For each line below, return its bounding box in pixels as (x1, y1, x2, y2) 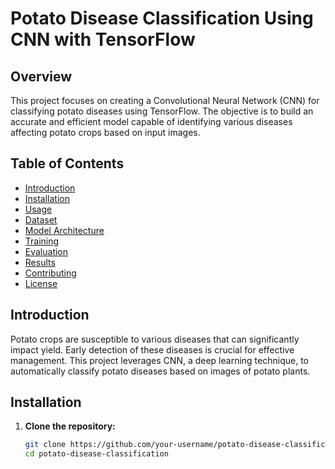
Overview (10, 68, 73, 85)
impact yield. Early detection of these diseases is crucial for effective (10, 343, 295, 356)
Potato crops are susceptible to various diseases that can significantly (10, 333, 300, 345)
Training (24, 235, 60, 247)
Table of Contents (10, 155, 125, 172)
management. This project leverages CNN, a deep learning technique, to (10, 354, 309, 366)
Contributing (24, 267, 77, 279)
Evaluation (24, 245, 69, 257)
